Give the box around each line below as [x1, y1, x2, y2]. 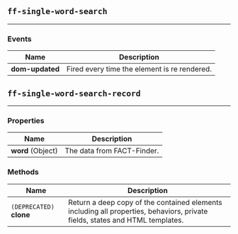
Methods [7, 167, 39, 177]
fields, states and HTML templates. [68, 215, 184, 225]
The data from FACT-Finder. [64, 146, 159, 156]
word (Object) [11, 146, 58, 156]
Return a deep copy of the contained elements [68, 197, 222, 207]
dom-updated [11, 64, 60, 74]
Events [7, 34, 32, 44]
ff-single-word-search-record [7, 88, 141, 98]
